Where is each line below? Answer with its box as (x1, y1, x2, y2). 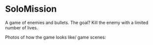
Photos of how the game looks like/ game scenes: (5, 34, 106, 40)
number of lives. (5, 24, 38, 30)
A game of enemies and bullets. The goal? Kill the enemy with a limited (5, 20, 149, 25)
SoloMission (5, 3, 57, 15)
